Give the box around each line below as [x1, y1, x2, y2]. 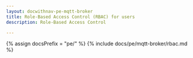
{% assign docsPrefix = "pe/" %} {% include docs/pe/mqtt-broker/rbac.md [6, 40, 188, 47]
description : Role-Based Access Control [6, 19, 107, 25]
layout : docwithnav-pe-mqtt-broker [6, 8, 93, 14]
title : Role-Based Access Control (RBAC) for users [6, 14, 135, 20]
